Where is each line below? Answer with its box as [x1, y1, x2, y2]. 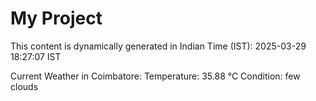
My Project [10, 7, 103, 30]
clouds [10, 80, 39, 92]
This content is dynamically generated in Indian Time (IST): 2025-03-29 [10, 40, 307, 52]
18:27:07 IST [10, 50, 62, 62]
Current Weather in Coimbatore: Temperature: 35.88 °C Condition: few [10, 70, 301, 82]
